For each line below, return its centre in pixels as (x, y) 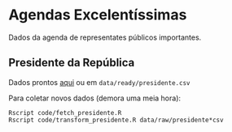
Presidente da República (72, 63)
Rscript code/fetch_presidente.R (65, 113)
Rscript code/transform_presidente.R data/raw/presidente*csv (116, 120)
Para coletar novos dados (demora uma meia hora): (95, 98)
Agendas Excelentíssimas (98, 15)
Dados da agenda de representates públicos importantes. (105, 37)
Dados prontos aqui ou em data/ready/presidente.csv (99, 82)
